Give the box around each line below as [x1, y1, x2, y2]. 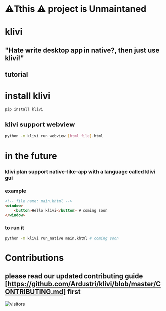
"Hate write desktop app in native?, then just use [5, 46, 160, 54]
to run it [5, 224, 25, 231]
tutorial [5, 70, 28, 79]
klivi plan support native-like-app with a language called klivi [5, 168, 156, 175]
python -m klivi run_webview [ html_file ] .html [5, 133, 103, 138]
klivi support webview [5, 121, 75, 129]
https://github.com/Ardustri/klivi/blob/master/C [7, 280, 161, 288]
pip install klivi [5, 107, 43, 112]
